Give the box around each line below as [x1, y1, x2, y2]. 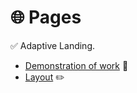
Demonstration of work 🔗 [24, 59, 129, 71]
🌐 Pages [10, 6, 82, 29]
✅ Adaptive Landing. [10, 39, 96, 51]
